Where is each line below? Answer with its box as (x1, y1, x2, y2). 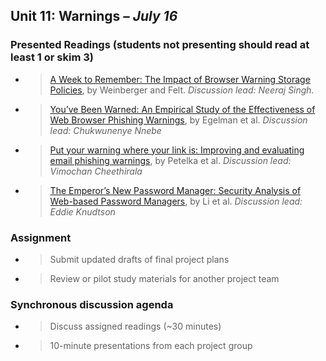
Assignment (10, 230, 72, 244)
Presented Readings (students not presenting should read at (10, 38, 310, 52)
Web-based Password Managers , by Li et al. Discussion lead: (49, 195, 303, 207)
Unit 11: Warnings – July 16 (10, 8, 178, 25)
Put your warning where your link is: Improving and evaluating (49, 144, 305, 156)
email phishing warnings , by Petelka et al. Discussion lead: (49, 154, 292, 166)
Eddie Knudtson (49, 205, 116, 218)
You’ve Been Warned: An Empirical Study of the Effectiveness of (49, 103, 316, 115)
